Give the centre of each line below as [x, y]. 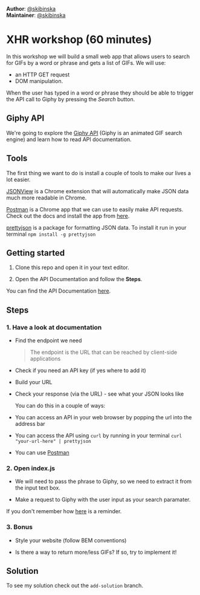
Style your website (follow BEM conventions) [71, 540]
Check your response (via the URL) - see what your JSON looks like [99, 394]
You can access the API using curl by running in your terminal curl [98, 436]
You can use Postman [42, 453]
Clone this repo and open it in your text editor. [72, 268]
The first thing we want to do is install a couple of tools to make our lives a [99, 173]
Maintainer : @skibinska [36, 15]
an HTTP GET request [42, 75]
